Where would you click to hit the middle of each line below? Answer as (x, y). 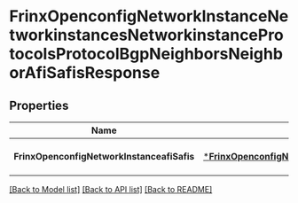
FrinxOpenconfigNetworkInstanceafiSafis (104, 156)
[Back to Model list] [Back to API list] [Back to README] (111, 189)
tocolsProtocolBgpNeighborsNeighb (146, 54)
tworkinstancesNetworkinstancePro (146, 35)
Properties (39, 105)
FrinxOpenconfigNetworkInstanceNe (149, 16)
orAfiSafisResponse (85, 73)
